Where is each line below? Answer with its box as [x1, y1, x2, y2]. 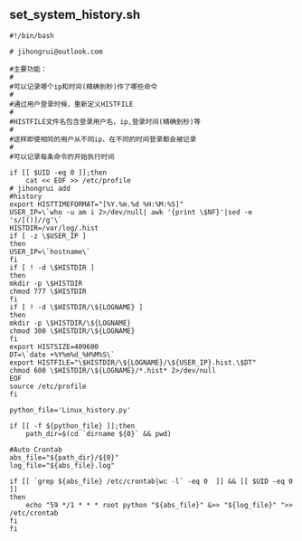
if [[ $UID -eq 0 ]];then [9, 167, 107, 177]
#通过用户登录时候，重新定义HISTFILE [9, 100, 134, 109]
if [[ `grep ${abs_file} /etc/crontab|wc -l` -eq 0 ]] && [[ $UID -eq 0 [9, 477, 294, 486]
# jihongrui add [9, 184, 71, 193]
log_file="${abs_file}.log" [9, 460, 116, 470]
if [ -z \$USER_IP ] [9, 231, 88, 241]
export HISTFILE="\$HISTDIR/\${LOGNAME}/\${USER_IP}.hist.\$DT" [9, 357, 257, 367]
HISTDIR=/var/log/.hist [9, 223, 99, 233]
